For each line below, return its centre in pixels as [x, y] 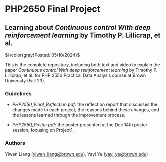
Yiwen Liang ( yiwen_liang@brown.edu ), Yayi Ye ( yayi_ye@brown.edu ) [77, 154]
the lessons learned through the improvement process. [69, 115]
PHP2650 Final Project [53, 9]
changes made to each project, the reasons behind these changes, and [86, 110]
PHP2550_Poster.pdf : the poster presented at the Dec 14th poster [80, 125]
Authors [15, 143]
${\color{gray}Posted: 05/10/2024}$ [43, 55]
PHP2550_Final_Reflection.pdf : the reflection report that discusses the [85, 105]
